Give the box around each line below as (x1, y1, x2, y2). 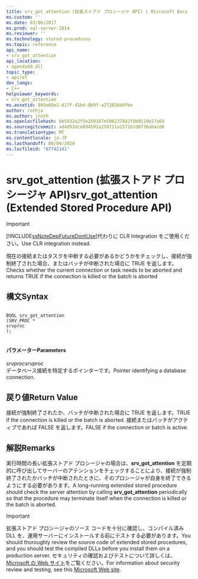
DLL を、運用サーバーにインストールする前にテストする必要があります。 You (6, 532, 192, 539)
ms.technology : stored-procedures (6, 36, 91, 42)
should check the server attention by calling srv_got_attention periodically (6, 489, 187, 496)
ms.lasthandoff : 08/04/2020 (6, 140, 75, 147)
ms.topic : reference (6, 42, 57, 48)
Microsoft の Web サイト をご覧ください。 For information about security (6, 560, 180, 567)
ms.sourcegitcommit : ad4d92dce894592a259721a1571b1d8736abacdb (6, 124, 165, 130)
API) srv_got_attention (49, 188, 158, 201)
